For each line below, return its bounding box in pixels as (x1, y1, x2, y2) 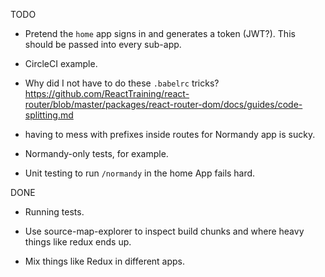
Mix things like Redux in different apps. (24, 255, 186, 267)
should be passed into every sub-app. (24, 39, 182, 50)
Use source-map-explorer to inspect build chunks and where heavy (24, 225, 305, 237)
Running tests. (24, 206, 85, 218)
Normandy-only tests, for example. (24, 148, 169, 159)
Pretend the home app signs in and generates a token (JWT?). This (24, 28, 296, 39)
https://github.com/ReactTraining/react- (24, 88, 190, 99)
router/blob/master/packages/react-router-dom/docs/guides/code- (24, 99, 303, 110)
